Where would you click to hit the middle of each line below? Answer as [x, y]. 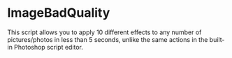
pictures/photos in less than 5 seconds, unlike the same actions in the [108, 39]
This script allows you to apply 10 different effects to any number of [104, 32]
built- [217, 39]
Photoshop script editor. [49, 47]
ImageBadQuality [59, 13]
